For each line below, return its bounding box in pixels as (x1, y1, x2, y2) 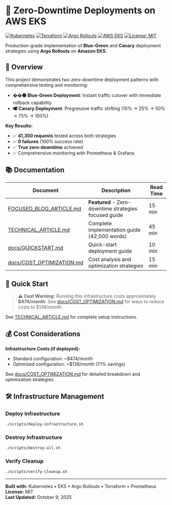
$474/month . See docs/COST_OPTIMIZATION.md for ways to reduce (17, 299, 164, 305)
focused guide (88, 211, 123, 219)
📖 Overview (5, 63, 43, 71)
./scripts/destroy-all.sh (5, 445, 60, 451)
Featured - (88, 199, 116, 206)
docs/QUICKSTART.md (8, 244, 63, 251)
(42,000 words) (88, 232, 127, 240)
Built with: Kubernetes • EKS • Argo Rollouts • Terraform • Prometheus (5, 483, 157, 490)
